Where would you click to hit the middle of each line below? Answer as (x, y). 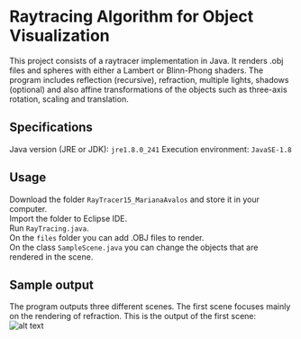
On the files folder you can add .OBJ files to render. (107, 237)
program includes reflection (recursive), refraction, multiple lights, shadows (149, 79)
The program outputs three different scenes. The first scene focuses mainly (150, 307)
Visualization (59, 36)
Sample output (52, 284)
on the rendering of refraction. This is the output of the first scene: (133, 316)
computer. (28, 208)
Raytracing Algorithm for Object (132, 17)
